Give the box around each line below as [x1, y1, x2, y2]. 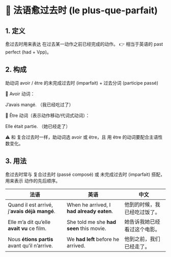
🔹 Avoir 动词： [5, 90, 35, 97]
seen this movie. [67, 225, 106, 232]
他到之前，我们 [124, 235, 160, 242]
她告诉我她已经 [124, 218, 160, 225]
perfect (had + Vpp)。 [5, 49, 52, 55]
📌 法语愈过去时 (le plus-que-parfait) [5, 5, 158, 16]
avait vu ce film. [8, 225, 47, 232]
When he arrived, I [67, 201, 111, 208]
